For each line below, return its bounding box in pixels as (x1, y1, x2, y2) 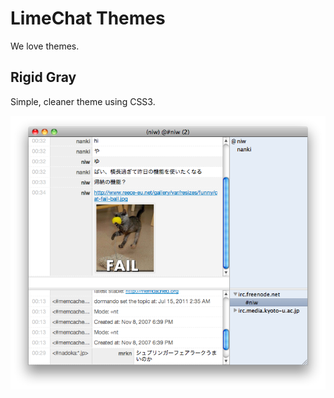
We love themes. (10, 40, 80, 52)
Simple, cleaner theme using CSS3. (10, 95, 156, 107)
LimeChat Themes (10, 7, 166, 30)
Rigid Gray (10, 69, 77, 86)
